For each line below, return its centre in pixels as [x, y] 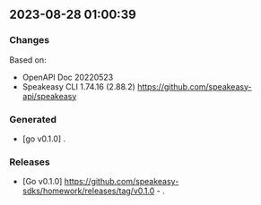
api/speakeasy [49, 96]
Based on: [28, 60]
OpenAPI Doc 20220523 [68, 77]
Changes [30, 40]
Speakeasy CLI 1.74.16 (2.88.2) [79, 86]
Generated [33, 119]
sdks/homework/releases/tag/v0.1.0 [88, 191]
